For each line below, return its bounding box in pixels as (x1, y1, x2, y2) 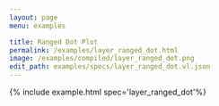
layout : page (9, 12, 58, 22)
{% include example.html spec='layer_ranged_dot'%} (9, 86, 206, 97)
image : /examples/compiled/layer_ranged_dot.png (9, 54, 195, 63)
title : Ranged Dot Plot (9, 37, 99, 46)
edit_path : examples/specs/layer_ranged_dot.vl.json (9, 62, 211, 71)
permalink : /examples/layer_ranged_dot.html (9, 45, 179, 54)
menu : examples (9, 21, 66, 30)
